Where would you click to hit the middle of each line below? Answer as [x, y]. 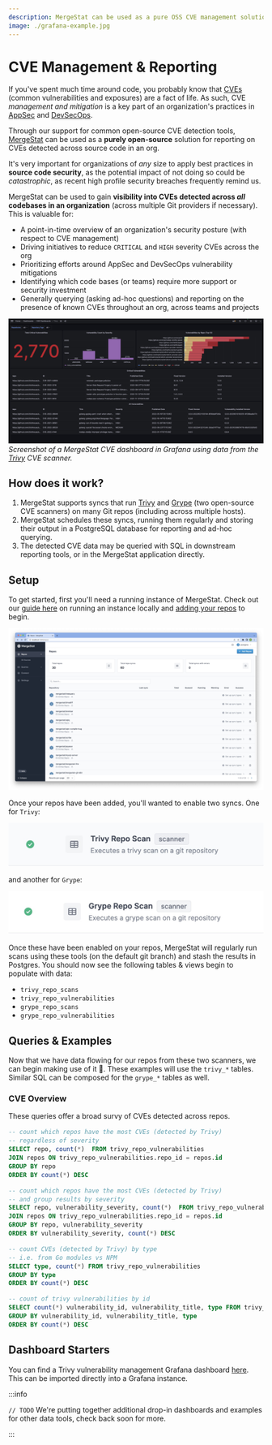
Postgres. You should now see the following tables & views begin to [121, 965]
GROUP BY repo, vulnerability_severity [76, 1225]
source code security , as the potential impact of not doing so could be [127, 173]
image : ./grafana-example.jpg [59, 26]
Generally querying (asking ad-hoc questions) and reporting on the [132, 299]
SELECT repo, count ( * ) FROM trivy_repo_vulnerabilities [106, 1150]
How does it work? [56, 483]
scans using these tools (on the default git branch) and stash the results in [132, 956]
